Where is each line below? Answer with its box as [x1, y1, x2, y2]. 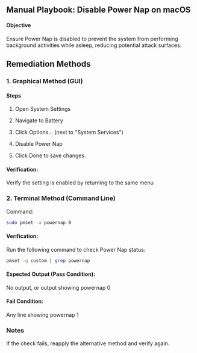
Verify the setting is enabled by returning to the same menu [6, 179, 154, 186]
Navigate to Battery [14, 117, 63, 124]
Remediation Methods [6, 58, 91, 69]
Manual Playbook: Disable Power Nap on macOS [6, 5, 191, 15]
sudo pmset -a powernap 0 [6, 219, 71, 225]
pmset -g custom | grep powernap [6, 257, 90, 264]
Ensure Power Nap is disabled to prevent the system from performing [6, 35, 178, 42]
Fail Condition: [6, 298, 44, 305]
